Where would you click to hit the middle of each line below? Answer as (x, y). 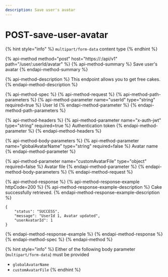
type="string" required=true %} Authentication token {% (64, 125)
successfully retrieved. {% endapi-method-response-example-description (82, 192)
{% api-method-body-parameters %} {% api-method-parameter (72, 141)
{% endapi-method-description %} (42, 84)
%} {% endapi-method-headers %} (65, 131)
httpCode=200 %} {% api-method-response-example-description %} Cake (84, 187)
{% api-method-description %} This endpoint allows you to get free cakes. (83, 79)
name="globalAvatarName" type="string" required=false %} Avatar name (81, 146)
